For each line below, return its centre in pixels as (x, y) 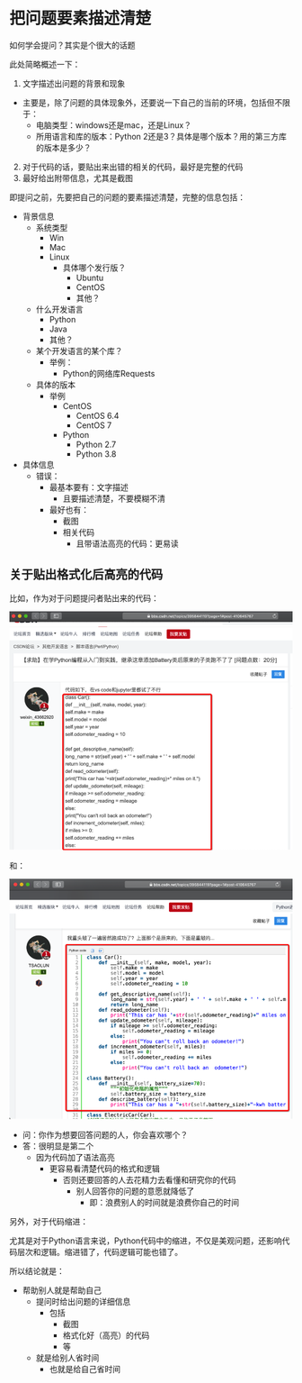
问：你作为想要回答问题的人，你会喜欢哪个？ (105, 1134)
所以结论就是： (37, 1270)
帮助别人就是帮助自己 (62, 1290)
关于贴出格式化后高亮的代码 (86, 574)
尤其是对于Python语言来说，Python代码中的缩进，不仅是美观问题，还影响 (146, 1241)
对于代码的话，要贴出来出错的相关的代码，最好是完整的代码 (133, 167)
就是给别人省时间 (67, 1358)
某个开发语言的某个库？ (79, 350)
